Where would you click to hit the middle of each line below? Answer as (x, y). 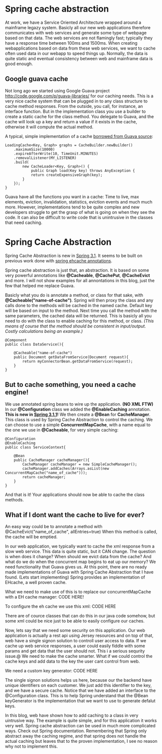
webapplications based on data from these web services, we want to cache (80, 48)
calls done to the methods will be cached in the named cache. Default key (79, 305)
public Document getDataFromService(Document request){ (71, 357)
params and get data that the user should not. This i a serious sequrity (75, 651)
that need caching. (24, 223)
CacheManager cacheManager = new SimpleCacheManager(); (80, 464)
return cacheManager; (44, 477)
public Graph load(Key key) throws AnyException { (83, 171)
